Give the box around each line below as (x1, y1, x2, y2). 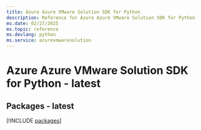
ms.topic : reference (6, 26, 59, 32)
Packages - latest (6, 101, 75, 111)
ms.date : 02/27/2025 (6, 20, 59, 26)
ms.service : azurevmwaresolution (6, 37, 92, 43)
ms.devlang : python (6, 32, 56, 38)
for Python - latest (6, 77, 101, 90)
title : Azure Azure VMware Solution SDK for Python (6, 9, 141, 15)
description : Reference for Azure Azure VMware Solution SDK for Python (6, 15, 196, 21)
